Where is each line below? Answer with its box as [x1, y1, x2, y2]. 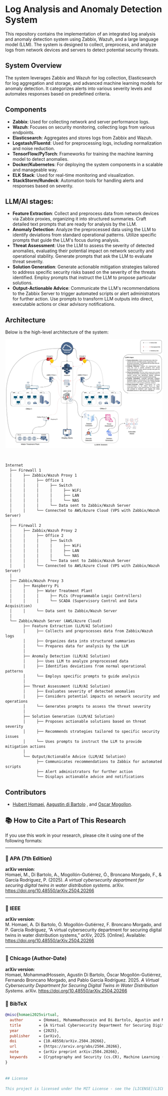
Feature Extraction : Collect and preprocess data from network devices [12, 210, 159, 216]
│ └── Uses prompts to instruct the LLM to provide [23, 739, 142, 744]
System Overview [5, 61, 62, 70]
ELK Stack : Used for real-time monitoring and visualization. [12, 172, 135, 178]
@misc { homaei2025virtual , [5, 1012, 59, 1017]
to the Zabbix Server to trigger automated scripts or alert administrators [12, 290, 160, 297]
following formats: [5, 837, 42, 843]
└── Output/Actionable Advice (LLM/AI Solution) [23, 754, 126, 759]
